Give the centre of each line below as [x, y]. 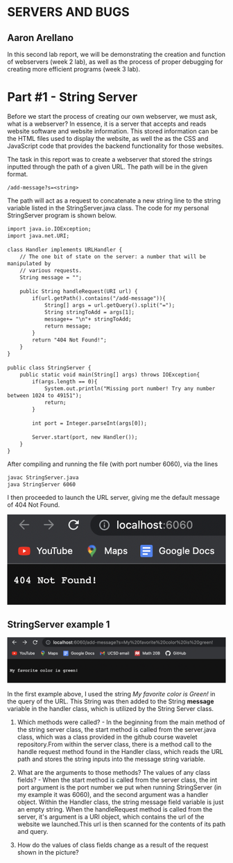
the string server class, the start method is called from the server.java [116, 730]
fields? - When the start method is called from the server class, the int [117, 780]
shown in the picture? [48, 853]
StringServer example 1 [59, 625]
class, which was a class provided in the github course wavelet [107, 737]
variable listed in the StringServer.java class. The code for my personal [108, 208]
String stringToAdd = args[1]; [89, 312]
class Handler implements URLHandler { [65, 250]
